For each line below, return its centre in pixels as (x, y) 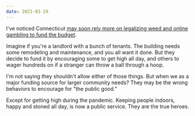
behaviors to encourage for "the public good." (62, 88)
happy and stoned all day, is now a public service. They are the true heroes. (98, 106)
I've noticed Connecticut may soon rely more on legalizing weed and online (97, 28)
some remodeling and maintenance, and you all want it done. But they (90, 52)
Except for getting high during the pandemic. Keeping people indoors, (90, 100)
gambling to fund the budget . (41, 34)
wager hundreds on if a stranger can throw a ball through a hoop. (85, 65)
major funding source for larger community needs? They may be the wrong (97, 82)
